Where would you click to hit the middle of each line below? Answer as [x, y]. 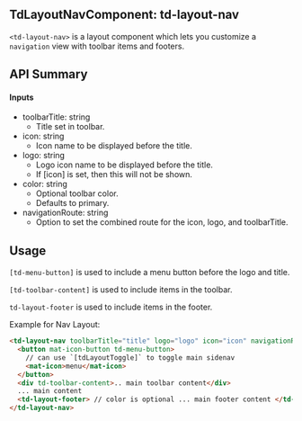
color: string [44, 184]
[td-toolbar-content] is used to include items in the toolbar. [121, 290]
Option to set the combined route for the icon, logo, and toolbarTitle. [162, 222]
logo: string [44, 156]
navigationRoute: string [65, 213]
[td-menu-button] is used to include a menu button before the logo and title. [150, 273]
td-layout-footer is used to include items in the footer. [111, 307]
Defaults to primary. [72, 203]
